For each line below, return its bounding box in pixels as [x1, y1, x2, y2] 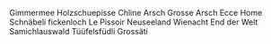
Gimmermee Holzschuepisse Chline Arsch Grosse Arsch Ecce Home [9, 8, 263, 18]
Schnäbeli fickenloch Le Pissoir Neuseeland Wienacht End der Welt [9, 17, 258, 27]
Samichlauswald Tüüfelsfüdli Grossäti [9, 26, 148, 36]
